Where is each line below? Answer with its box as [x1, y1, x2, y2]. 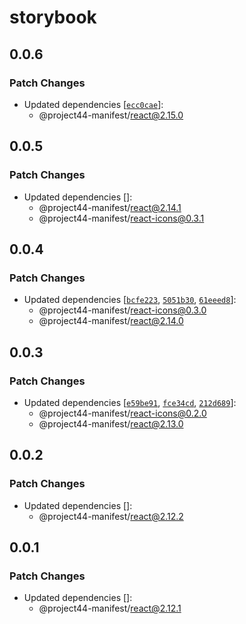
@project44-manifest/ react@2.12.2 [38, 510, 184, 522]
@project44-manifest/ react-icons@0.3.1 [38, 212, 205, 224]
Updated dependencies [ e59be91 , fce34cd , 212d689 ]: [23, 396, 237, 408]
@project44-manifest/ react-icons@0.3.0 [38, 304, 207, 316]
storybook [9, 6, 97, 29]
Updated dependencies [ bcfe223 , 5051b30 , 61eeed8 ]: [23, 294, 237, 306]
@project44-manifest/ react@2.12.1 [38, 602, 182, 615]
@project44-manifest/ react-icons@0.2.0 [38, 407, 207, 419]
